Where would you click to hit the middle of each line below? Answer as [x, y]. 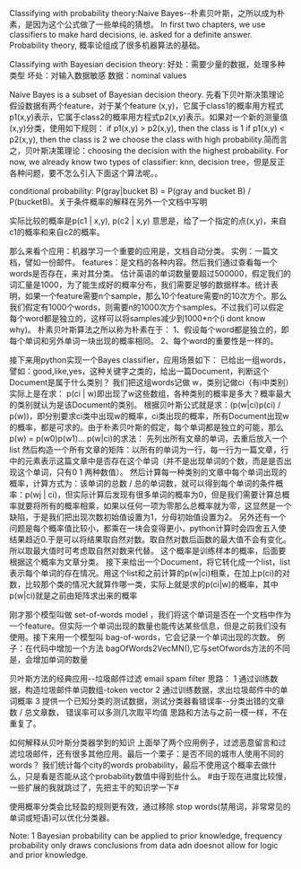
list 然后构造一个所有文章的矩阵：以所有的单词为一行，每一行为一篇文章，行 [149, 450]
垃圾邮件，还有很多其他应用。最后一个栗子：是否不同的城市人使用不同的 [150, 754]
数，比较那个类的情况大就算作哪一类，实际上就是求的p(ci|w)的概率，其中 [144, 584]
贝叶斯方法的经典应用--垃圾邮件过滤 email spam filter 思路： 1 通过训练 [140, 679]
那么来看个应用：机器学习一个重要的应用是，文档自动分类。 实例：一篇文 [144, 251]
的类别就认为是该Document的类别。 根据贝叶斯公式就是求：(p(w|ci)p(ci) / [145, 405]
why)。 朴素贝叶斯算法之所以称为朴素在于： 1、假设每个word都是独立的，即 [149, 329]
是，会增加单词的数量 [48, 659]
